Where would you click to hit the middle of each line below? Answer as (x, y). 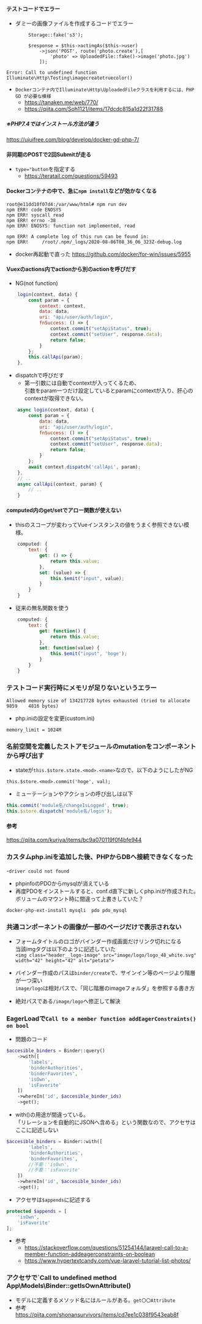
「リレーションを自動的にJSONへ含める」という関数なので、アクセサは (105, 1122)
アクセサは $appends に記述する (53, 1200)
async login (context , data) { (56, 410)
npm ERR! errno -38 (31, 220)
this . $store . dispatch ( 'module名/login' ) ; (59, 811)
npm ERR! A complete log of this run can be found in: (78, 236)
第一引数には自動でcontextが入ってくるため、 (82, 383)
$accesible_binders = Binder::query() (56, 1051)
